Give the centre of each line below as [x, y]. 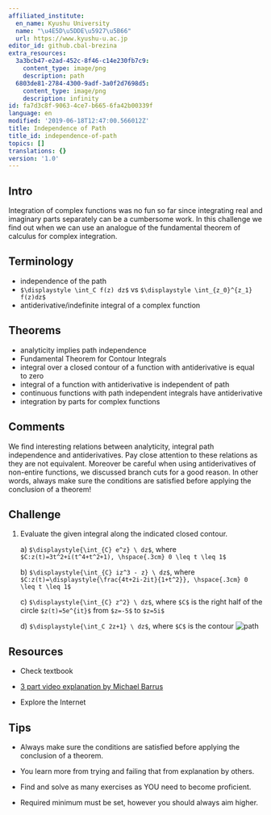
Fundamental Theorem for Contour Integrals [93, 358]
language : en [30, 114]
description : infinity [61, 98]
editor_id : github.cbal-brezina [63, 46]
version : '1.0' [34, 158]
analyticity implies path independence [83, 350]
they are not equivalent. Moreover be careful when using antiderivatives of [132, 463]
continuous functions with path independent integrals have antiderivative [141, 393]
